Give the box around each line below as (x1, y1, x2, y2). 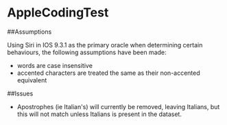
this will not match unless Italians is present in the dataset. (16, 110, 182, 118)
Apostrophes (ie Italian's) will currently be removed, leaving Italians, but (16, 102, 220, 111)
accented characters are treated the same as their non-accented (16, 69, 200, 77)
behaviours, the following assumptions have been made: (7, 48, 167, 56)
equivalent (16, 76, 47, 84)
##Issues (7, 89, 34, 98)
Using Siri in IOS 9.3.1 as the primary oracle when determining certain (7, 41, 203, 49)
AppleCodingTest (7, 5, 109, 21)
